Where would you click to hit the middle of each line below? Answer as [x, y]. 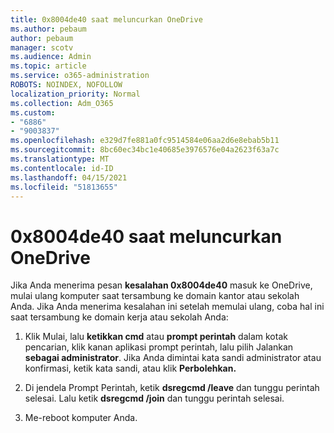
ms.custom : [33, 112]
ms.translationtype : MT [60, 159]
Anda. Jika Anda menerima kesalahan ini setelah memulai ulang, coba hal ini [167, 307]
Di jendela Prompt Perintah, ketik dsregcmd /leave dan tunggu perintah [172, 388]
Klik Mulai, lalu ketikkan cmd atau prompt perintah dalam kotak [156, 337]
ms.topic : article [48, 66]
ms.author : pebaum [48, 29]
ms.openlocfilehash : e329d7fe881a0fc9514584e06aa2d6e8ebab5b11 [145, 141]
